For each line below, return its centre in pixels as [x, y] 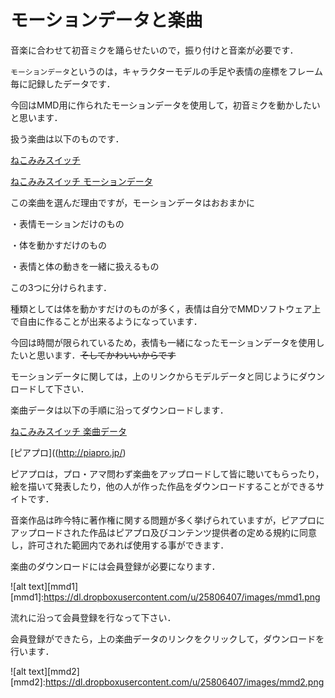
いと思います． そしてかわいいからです [97, 355]
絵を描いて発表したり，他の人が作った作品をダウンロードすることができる [163, 486]
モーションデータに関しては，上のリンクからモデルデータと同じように [155, 376]
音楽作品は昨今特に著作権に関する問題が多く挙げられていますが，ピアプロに [167, 520]
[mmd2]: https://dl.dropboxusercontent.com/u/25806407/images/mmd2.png [167, 682]
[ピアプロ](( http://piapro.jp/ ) [68, 452]
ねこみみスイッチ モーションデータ [81, 181]
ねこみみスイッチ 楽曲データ [68, 431]
